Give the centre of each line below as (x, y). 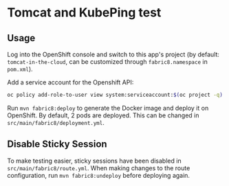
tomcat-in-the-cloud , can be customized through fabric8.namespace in (107, 62)
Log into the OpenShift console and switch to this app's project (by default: (113, 54)
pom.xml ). (20, 69)
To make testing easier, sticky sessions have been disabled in (94, 161)
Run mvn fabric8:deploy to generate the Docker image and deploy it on (108, 108)
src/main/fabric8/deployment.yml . (56, 122)
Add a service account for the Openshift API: (70, 82)
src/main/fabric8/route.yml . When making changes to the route (99, 168)
